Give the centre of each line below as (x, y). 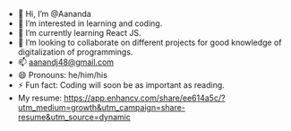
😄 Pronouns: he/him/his (62, 75)
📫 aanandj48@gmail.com (66, 62)
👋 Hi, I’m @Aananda (54, 14)
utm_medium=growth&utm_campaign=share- (102, 107)
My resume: (40, 98)
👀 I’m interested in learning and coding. (90, 23)
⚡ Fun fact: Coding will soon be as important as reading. (121, 85)
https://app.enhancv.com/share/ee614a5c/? (145, 98)
